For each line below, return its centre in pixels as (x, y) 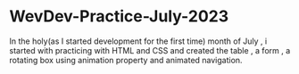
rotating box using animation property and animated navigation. (126, 60)
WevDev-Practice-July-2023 (119, 16)
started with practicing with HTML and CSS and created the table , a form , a (150, 50)
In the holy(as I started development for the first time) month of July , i (138, 41)
